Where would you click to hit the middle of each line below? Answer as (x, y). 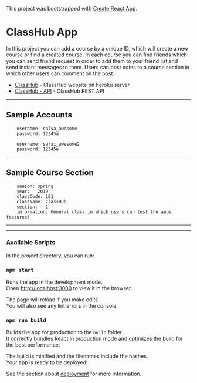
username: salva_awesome (47, 129)
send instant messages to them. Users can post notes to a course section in (98, 67)
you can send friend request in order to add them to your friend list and (92, 61)
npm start (20, 270)
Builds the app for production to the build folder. (65, 332)
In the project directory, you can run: (50, 256)
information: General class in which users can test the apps (94, 212)
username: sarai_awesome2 (48, 144)
